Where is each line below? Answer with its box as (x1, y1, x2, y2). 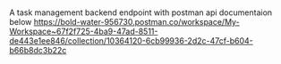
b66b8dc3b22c (9, 44, 67, 55)
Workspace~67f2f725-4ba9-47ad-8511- (9, 26, 158, 36)
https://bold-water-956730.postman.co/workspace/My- (33, 16, 240, 27)
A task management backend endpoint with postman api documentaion (9, 7, 273, 18)
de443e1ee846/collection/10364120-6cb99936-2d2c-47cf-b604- (9, 35, 253, 46)
